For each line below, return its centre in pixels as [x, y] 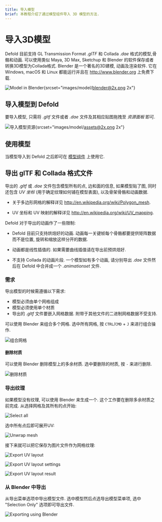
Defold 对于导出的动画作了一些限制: [40, 223]
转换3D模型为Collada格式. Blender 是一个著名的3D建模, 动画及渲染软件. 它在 [81, 66]
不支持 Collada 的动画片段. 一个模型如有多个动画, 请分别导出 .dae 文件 [82, 260]
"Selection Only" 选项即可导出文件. [40, 505]
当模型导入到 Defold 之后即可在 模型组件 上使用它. [55, 157]
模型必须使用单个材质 [33, 308]
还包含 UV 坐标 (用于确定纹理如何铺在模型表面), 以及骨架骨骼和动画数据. [77, 192]
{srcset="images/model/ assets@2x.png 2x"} [80, 127]
